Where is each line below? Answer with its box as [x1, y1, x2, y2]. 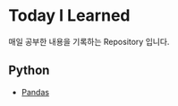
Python [8, 63, 50, 78]
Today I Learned [8, 5, 131, 26]
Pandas [21, 86, 50, 97]
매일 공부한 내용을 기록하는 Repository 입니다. [8, 36, 170, 47]
